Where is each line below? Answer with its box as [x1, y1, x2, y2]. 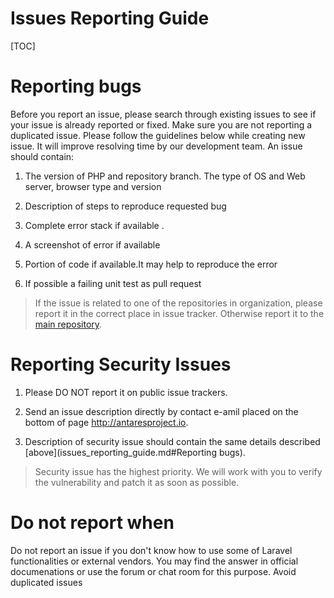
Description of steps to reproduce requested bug [24, 200, 227, 212]
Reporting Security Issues [10, 353, 232, 376]
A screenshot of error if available [24, 238, 161, 251]
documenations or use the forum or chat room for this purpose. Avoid [10, 565, 297, 577]
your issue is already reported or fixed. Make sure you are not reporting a [10, 118, 313, 131]
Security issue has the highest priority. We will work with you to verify [34, 465, 323, 477]
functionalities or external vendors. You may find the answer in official [10, 555, 299, 567]
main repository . [34, 318, 103, 330]
